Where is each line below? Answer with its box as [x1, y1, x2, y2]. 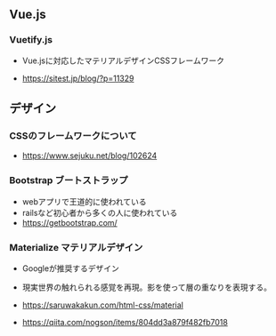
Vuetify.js [9, 34, 53, 46]
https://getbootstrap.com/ [21, 217, 118, 228]
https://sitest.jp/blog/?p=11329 [21, 73, 134, 84]
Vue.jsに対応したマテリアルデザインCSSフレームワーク [21, 55, 225, 66]
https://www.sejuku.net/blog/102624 [21, 150, 158, 161]
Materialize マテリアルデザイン [9, 241, 143, 253]
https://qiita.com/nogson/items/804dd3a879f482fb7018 [21, 316, 229, 327]
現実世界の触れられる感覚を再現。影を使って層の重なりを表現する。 [21, 282, 272, 292]
